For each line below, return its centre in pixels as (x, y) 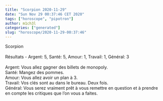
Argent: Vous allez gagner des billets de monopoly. (56, 67)
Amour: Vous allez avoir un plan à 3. (41, 77)
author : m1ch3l (21, 23)
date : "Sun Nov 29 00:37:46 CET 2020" (45, 14)
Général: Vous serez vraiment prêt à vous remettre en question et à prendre (81, 88)
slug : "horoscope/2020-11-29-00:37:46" (46, 32)
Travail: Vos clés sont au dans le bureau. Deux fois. (57, 83)
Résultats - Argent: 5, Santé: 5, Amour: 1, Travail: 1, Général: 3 (67, 57)
